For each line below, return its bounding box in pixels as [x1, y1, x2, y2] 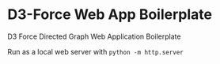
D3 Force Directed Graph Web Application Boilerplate [7, 32, 181, 41]
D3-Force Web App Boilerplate [7, 6, 213, 24]
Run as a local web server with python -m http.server [7, 47, 184, 56]
